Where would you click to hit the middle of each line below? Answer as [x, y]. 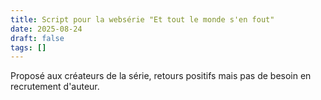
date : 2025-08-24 [46, 29]
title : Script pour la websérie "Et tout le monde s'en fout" [142, 19]
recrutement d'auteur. [55, 87]
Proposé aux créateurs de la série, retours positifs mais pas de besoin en [161, 76]
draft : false [37, 38]
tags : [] [28, 47]
